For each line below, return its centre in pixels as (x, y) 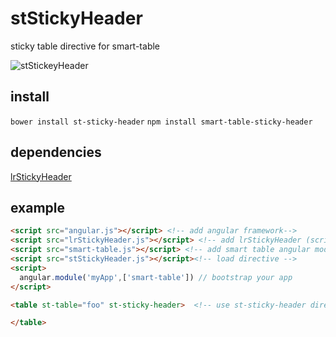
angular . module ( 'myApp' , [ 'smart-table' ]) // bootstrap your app (156, 277)
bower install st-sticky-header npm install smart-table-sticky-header (161, 122)
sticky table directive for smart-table (85, 46)
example (38, 207)
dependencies (56, 152)
